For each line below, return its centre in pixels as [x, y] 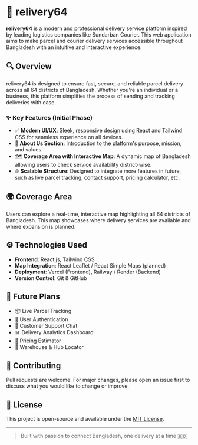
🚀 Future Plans [33, 297]
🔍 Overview [29, 66]
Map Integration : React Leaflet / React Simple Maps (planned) [90, 265]
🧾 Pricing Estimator [38, 341]
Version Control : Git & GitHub [51, 278]
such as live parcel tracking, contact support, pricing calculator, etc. [97, 178]
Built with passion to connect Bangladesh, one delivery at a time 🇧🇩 [104, 436]
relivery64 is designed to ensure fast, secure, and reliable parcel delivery [95, 83]
